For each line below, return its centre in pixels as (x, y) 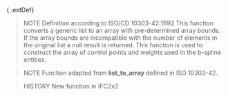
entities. (35, 60)
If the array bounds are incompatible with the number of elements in (120, 38)
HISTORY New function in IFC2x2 (71, 86)
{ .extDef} (20, 10)
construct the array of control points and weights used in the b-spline (122, 52)
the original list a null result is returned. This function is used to (113, 45)
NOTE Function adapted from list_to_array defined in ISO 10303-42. (121, 73)
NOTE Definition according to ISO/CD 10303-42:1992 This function (118, 23)
